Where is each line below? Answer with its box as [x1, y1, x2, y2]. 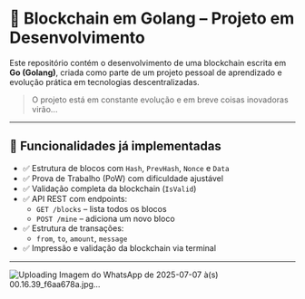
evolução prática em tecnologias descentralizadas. [9, 76, 200, 87]
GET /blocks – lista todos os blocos [35, 203, 167, 214]
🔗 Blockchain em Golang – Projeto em [9, 8, 295, 29]
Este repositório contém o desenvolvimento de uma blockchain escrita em [9, 57, 287, 68]
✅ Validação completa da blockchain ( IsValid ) [22, 183, 197, 194]
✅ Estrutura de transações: [22, 222, 124, 234]
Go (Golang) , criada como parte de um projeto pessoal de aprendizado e [9, 67, 283, 78]
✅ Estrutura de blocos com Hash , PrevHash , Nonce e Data [22, 162, 230, 173]
